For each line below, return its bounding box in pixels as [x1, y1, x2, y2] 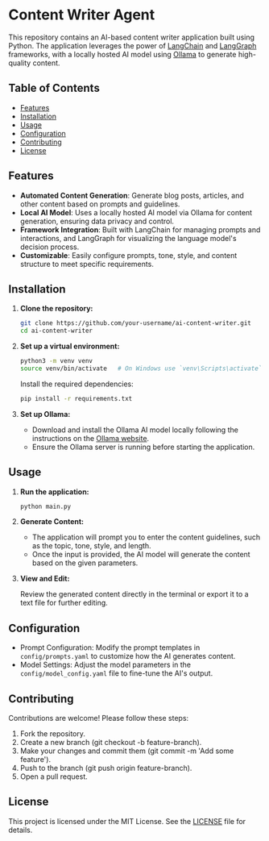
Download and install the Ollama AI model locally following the [31, 425, 239, 435]
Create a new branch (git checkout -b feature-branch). [19, 738, 202, 747]
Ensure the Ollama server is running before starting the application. [31, 442, 255, 452]
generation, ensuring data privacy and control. [19, 216, 175, 226]
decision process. [19, 242, 80, 252]
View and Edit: [19, 574, 70, 584]
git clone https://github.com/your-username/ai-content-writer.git [19, 319, 251, 327]
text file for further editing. [19, 598, 109, 608]
